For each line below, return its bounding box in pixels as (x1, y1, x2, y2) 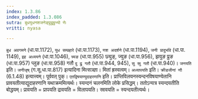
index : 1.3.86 (6, 8, 41, 15)
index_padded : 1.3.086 (6, 14, 62, 20)
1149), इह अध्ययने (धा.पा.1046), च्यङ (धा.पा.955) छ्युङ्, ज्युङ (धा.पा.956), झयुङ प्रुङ (6, 53, 173, 60)
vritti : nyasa (6, 25, 41, 31)
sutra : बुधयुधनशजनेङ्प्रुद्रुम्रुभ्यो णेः (6, 19, 67, 25)
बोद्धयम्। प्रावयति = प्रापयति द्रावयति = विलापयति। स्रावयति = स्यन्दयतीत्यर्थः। (6, 86, 150, 93)
